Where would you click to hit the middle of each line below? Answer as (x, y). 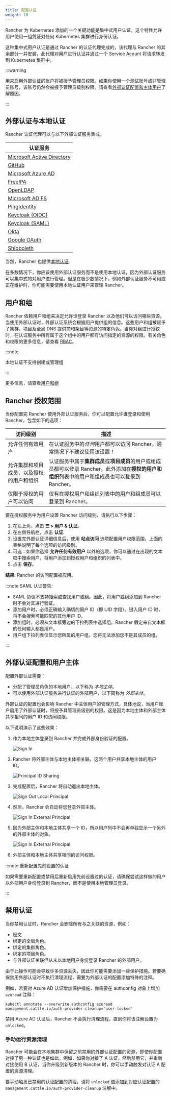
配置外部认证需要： (25, 676)
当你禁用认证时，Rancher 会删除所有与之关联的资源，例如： (68, 923)
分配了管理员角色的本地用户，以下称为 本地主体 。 (65, 687)
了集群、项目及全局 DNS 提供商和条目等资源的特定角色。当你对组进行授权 (83, 329)
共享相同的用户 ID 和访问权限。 (38, 716)
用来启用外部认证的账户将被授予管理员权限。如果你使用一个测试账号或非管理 (85, 81)
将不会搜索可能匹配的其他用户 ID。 (49, 616)
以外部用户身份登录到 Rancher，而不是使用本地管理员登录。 (68, 883)
